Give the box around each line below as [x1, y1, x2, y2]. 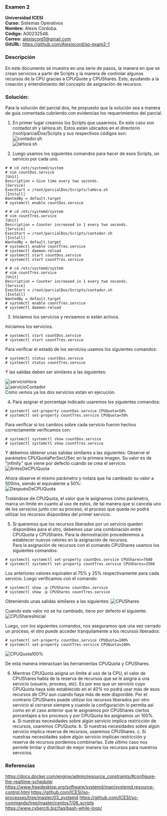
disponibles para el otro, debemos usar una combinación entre [12, 526, 142, 532]
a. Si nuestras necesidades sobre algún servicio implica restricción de [12, 718, 157, 724]
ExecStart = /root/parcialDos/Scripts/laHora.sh [5, 187, 108, 192]
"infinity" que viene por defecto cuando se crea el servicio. [5, 460, 127, 466]
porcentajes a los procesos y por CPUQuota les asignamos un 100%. [12, 712, 155, 718]
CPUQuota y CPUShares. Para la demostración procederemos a [12, 531, 144, 537]
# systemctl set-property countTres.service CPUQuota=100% [5, 642, 131, 647]
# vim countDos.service [5, 169, 55, 175]
